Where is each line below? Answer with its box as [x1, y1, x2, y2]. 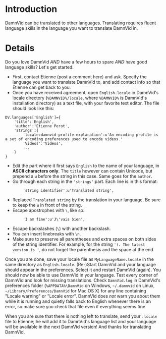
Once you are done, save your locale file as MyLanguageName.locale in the [5, 256, 154, 262]
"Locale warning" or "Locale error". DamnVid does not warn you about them [5, 293, 161, 299]
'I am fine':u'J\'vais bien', [23, 217, 85, 222]
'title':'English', [14, 119, 55, 124]
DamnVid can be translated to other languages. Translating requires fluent [5, 20, 156, 26]
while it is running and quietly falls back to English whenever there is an [5, 298, 151, 304]
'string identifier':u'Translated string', [23, 188, 114, 193]
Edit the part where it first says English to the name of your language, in [12, 163, 160, 169]
